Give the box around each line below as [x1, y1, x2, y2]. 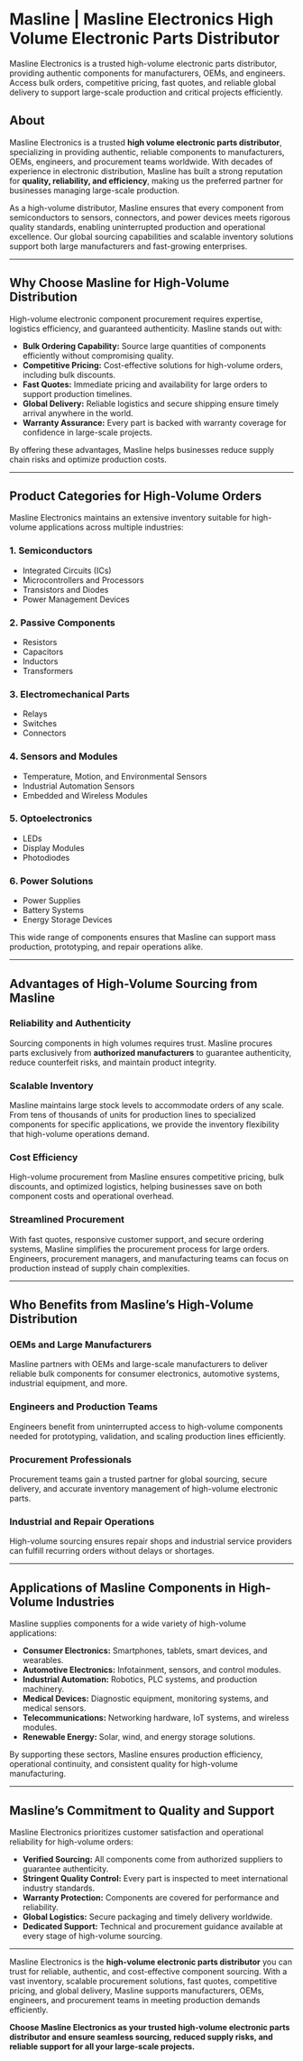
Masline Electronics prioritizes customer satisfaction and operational [9, 1826, 264, 1837]
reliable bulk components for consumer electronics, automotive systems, [9, 1368, 280, 1380]
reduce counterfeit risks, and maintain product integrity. [9, 1057, 216, 1067]
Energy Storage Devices [22, 914, 113, 925]
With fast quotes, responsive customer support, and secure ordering [9, 1234, 264, 1244]
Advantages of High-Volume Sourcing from [9, 975, 258, 992]
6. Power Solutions [9, 874, 94, 887]
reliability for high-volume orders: [9, 1836, 133, 1847]
